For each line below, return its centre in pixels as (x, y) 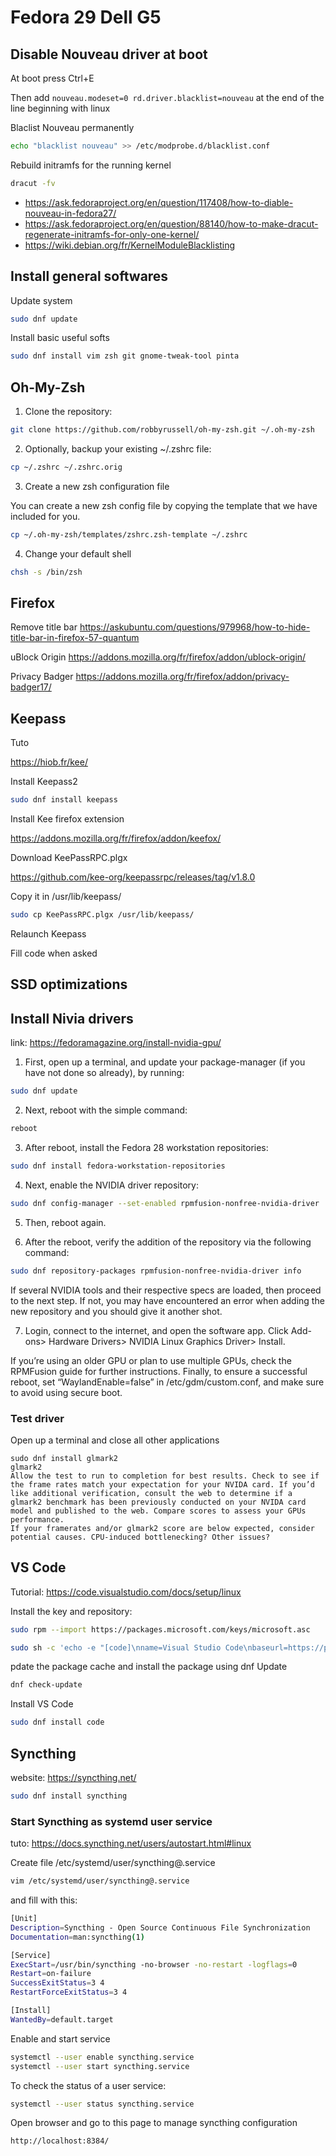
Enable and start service (60, 2038)
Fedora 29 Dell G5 (86, 17)
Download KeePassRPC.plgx (69, 858)
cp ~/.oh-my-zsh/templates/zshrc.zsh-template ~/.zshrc (129, 534)
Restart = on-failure (51, 1974)
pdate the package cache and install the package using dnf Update (149, 1667)
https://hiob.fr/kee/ (49, 762)
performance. (37, 1519)
